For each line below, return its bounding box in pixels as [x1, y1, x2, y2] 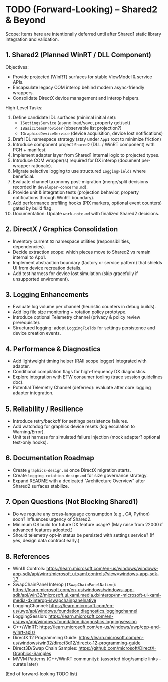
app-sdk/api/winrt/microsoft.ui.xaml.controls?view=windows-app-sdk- [12, 571, 159, 577]
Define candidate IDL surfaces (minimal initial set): [12, 114, 117, 120]
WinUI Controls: [12, 566, 46, 572]
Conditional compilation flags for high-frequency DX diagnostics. [12, 369, 147, 375]
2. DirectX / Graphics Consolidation [5, 225, 118, 234]
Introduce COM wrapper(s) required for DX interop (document [12, 157, 141, 163]
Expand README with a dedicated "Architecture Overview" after [12, 478, 145, 484]
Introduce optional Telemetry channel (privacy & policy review [12, 314, 141, 320]
